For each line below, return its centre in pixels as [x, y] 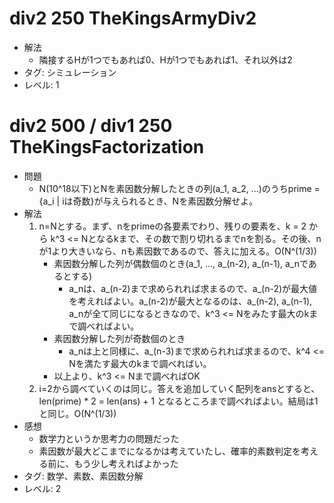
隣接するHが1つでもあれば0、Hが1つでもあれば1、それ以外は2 [165, 59]
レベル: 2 [42, 488]
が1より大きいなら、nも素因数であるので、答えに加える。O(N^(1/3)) [177, 251]
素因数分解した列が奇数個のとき [119, 338]
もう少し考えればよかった [126, 463]
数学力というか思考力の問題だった [109, 438]
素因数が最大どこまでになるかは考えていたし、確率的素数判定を [169, 451]
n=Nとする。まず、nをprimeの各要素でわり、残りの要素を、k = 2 [172, 226]
